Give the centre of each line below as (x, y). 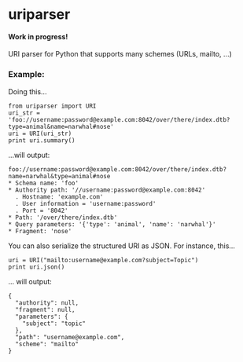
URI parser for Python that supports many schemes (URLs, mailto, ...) (120, 54)
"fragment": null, (46, 309)
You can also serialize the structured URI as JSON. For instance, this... (122, 246)
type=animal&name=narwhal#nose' (61, 126)
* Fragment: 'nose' (40, 231)
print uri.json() (37, 267)
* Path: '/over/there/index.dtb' (63, 218)
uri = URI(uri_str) (40, 133)
